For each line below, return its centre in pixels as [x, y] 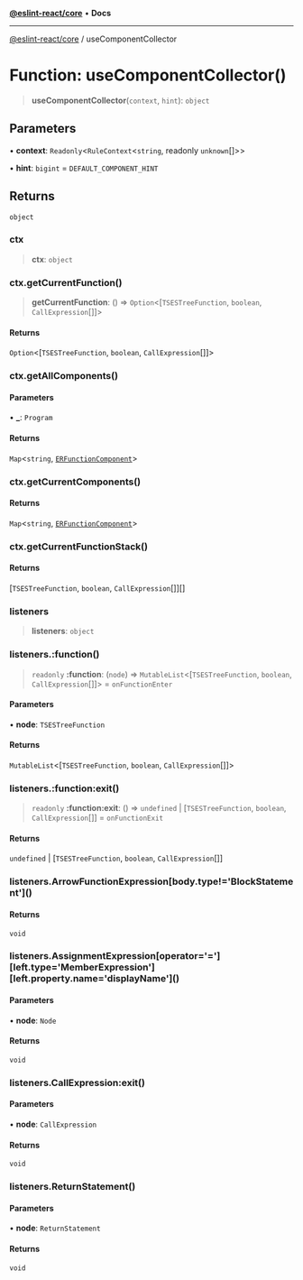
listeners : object [63, 631]
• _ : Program [31, 418]
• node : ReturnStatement [55, 1228]
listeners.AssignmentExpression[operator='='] [115, 956]
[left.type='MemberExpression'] [82, 967]
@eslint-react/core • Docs [60, 13]
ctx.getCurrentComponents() [75, 482]
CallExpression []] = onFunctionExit [97, 818]
